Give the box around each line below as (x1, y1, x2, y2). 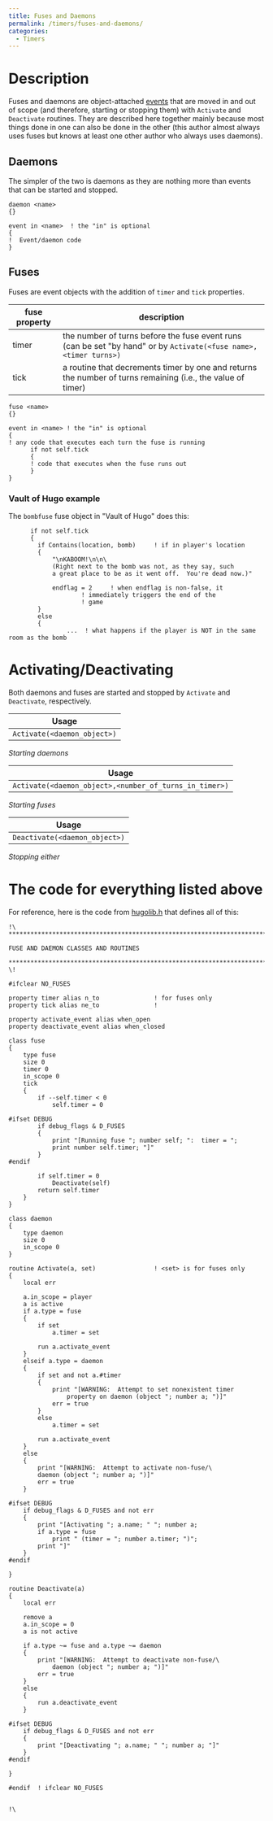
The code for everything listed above (8, 880, 263, 899)
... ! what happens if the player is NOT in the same (66, 627, 256, 635)
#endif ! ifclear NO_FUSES (8, 1784, 104, 1792)
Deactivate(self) (51, 1178, 111, 1187)
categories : (8, 27, 49, 35)
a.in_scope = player (23, 1292, 93, 1301)
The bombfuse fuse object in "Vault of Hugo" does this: (8, 512, 189, 521)
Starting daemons (8, 748, 69, 758)
